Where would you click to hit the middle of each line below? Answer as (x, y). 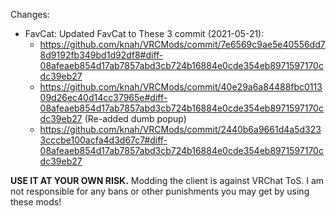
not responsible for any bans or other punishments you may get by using (160, 191)
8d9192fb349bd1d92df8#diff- (101, 55)
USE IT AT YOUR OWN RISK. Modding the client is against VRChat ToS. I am (167, 180)
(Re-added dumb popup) (135, 118)
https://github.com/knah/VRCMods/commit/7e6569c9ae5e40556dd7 (182, 44)
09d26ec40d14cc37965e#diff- (103, 97)
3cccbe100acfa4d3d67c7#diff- (103, 140)
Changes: (30, 14)
